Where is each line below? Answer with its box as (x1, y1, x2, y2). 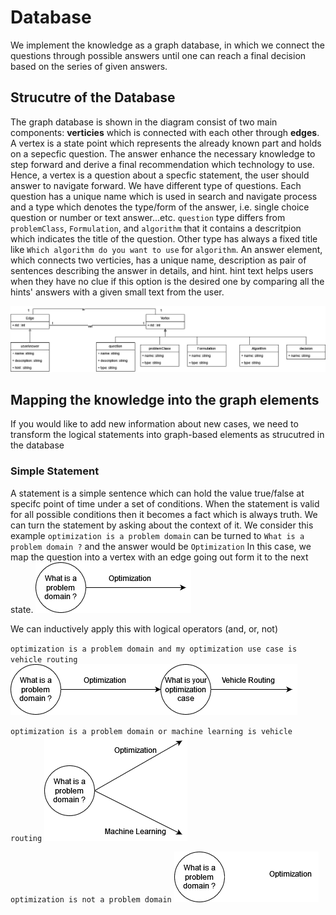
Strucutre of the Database (10, 89, 176, 106)
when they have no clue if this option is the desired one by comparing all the (10, 275, 325, 287)
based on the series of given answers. (10, 60, 168, 72)
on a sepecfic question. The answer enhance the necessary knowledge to (10, 147, 316, 160)
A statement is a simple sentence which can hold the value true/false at (10, 487, 305, 499)
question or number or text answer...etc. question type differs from (10, 211, 286, 223)
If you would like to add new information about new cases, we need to (10, 418, 299, 430)
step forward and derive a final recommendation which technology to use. (10, 158, 315, 170)
